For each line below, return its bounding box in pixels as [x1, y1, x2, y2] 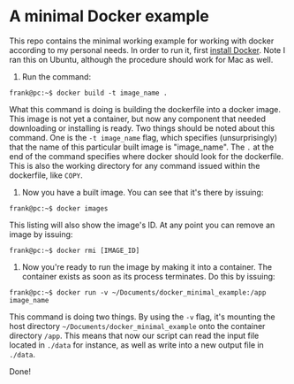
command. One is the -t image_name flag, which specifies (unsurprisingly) [9, 132, 278, 142]
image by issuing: [9, 228, 73, 240]
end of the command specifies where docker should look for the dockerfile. [9, 150, 284, 161]
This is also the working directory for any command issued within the [9, 160, 260, 171]
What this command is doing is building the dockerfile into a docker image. [9, 104, 281, 114]
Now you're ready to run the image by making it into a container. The [21, 261, 272, 272]
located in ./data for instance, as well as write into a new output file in [9, 339, 265, 350]
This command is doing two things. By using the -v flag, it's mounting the [9, 311, 275, 322]
